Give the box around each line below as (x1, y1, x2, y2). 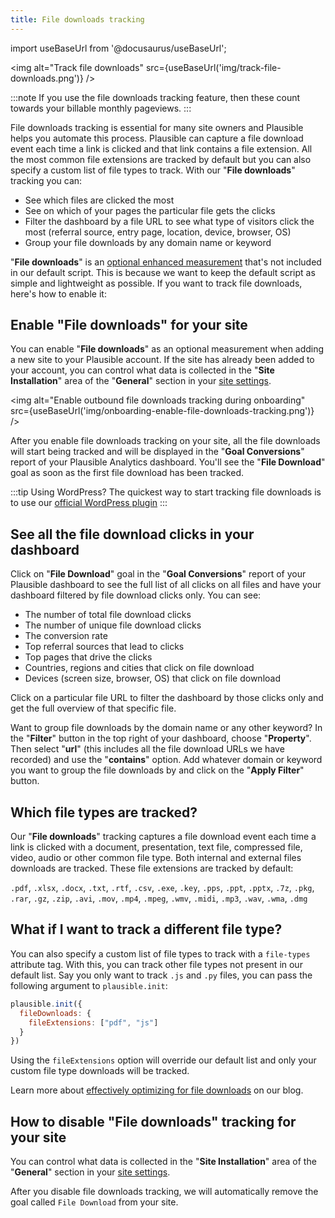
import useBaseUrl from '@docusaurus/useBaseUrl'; (10, 42, 227, 54)
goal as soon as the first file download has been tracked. (10, 467, 244, 479)
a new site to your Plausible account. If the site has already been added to (10, 354, 315, 366)
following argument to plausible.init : (10, 979, 168, 991)
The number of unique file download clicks (24, 619, 202, 631)
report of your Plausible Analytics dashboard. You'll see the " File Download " (10, 456, 326, 468)
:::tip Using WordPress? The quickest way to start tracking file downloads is (10, 486, 322, 498)
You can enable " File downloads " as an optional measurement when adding (10, 343, 325, 355)
